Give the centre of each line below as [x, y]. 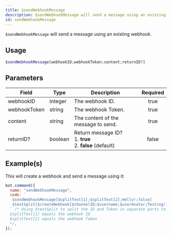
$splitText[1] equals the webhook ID [50, 214]
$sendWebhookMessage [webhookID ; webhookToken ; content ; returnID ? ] [75, 62]
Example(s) [24, 164]
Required [153, 92]
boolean [59, 139]
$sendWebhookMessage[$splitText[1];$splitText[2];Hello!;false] [82, 200]
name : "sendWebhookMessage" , [41, 190]
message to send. [95, 124]
